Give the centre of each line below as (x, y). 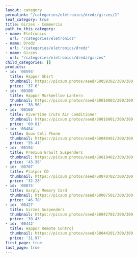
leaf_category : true (27, 19)
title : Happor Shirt (32, 77)
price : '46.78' (26, 200)
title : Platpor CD (30, 172)
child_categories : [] (28, 62)
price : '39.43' (26, 219)
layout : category (24, 10)
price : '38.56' (26, 105)
